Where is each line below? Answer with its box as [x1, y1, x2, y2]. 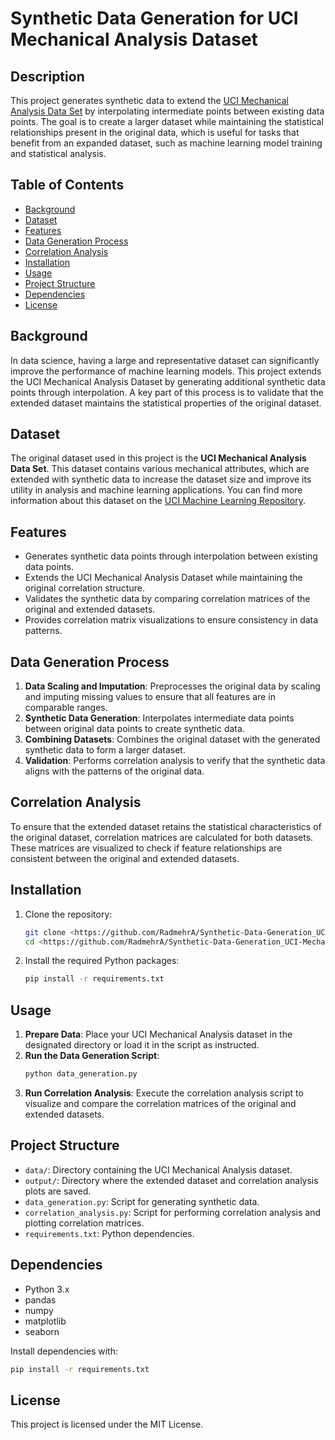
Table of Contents [10, 177, 125, 194]
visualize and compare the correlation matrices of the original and [24, 1098, 297, 1109]
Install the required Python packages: [24, 955, 180, 967]
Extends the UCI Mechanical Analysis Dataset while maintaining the [24, 572, 303, 584]
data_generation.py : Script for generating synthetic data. [24, 1195, 260, 1207]
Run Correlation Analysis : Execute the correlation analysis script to [24, 1087, 304, 1099]
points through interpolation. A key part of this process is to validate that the [10, 386, 324, 398]
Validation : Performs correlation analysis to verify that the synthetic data [24, 755, 326, 767]
